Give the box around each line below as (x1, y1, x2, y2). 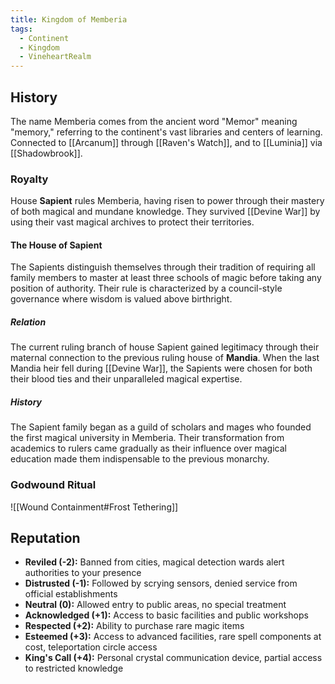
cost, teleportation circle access (24, 641, 158, 653)
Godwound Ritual (10, 478, 97, 492)
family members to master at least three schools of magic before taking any (10, 272, 322, 284)
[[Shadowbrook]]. (10, 147, 83, 159)
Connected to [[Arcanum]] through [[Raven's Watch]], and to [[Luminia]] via (10, 136, 323, 148)
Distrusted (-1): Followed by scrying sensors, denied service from (24, 577, 298, 590)
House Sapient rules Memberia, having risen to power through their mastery (10, 195, 325, 207)
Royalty (10, 172, 49, 186)
